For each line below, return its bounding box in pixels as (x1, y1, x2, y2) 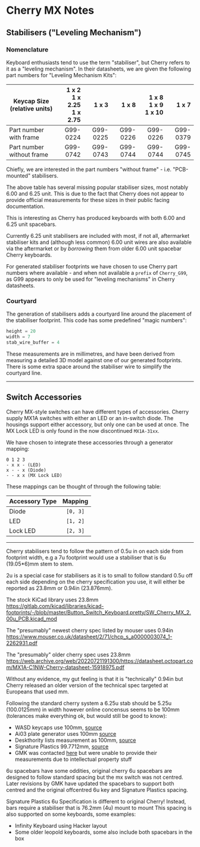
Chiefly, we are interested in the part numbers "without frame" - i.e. (6, 166, 171, 173)
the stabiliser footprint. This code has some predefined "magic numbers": (6, 317, 187, 324)
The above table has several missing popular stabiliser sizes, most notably (6, 184, 189, 191)
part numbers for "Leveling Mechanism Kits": (6, 71, 117, 78)
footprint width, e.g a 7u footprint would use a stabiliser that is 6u (6, 554, 167, 561)
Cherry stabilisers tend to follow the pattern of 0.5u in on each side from (6, 548, 183, 555)
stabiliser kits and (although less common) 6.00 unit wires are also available (6, 238, 192, 246)
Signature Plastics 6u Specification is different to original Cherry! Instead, (6, 797, 186, 805)
